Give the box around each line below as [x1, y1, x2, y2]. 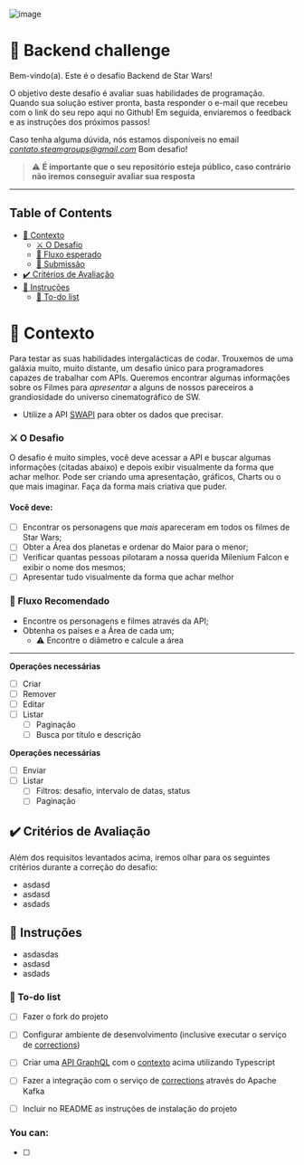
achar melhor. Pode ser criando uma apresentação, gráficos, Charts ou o [9, 471, 281, 482]
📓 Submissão [35, 258, 86, 269]
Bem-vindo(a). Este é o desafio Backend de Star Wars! [9, 70, 213, 81]
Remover [22, 688, 57, 699]
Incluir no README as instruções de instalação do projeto [22, 1103, 238, 1113]
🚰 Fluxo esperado [35, 249, 102, 260]
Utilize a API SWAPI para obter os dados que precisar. [22, 408, 223, 420]
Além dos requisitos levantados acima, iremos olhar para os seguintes [9, 852, 271, 864]
